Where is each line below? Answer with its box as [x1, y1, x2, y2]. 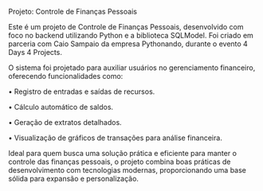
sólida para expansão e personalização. [8, 174, 139, 183]
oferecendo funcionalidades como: [8, 72, 124, 80]
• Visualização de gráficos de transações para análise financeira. [8, 133, 223, 142]
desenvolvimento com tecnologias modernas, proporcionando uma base [8, 166, 247, 174]
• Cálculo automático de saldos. [8, 103, 114, 111]
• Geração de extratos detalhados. [8, 118, 122, 127]
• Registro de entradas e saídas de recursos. [8, 87, 155, 96]
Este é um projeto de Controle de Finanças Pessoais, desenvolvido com [8, 22, 244, 31]
